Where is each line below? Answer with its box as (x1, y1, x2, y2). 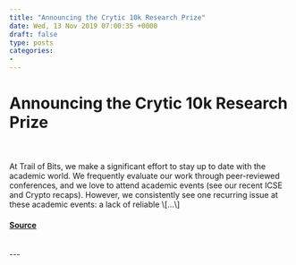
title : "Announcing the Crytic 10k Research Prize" (9, 13, 206, 22)
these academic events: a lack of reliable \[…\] (9, 199, 181, 209)
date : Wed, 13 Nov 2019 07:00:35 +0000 (9, 21, 158, 30)
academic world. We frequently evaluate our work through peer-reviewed (9, 170, 280, 181)
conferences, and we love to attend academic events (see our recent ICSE (9, 180, 283, 191)
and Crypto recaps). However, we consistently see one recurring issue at (9, 189, 279, 200)
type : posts (9, 38, 54, 47)
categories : (9, 47, 54, 56)
